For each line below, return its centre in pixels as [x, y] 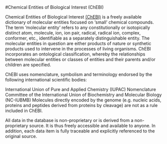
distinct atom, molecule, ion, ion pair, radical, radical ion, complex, [73, 33]
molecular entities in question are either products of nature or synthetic [78, 43]
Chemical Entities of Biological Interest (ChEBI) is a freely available [74, 17]
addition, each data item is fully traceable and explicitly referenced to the [80, 131]
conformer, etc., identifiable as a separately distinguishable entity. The [78, 38]
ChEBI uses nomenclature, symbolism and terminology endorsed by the [79, 74]
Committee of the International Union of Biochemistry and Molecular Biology [83, 95]
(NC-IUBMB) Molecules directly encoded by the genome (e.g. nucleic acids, [83, 100]
